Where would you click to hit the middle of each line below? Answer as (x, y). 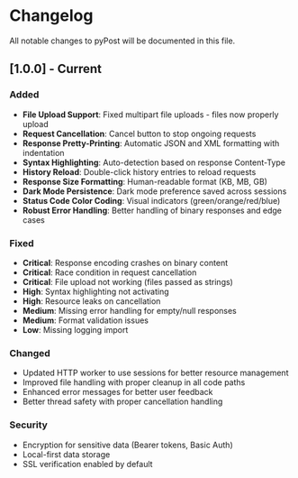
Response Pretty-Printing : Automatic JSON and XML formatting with (151, 143)
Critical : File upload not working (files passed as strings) (128, 281)
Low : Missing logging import (75, 329)
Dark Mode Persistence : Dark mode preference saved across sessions (154, 191)
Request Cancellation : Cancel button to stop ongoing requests (139, 133)
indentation (43, 152)
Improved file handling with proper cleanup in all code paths (134, 382)
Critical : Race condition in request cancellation (109, 272)
